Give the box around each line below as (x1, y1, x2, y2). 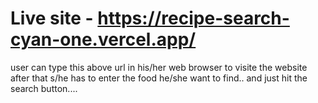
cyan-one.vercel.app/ (10, 28, 197, 51)
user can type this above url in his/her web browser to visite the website (10, 61, 308, 73)
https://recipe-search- (97, 7, 290, 30)
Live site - (10, 7, 94, 30)
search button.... (10, 82, 78, 94)
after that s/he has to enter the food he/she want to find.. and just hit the (10, 72, 308, 84)
